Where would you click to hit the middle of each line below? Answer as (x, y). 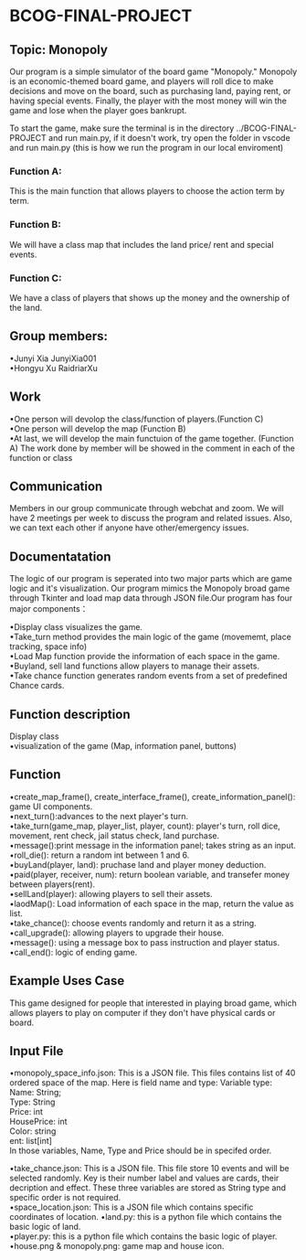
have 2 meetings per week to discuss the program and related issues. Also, (151, 518)
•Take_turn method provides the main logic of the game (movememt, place (151, 637)
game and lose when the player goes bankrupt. (98, 110)
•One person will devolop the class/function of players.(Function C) (137, 419)
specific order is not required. (65, 1198)
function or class (41, 457)
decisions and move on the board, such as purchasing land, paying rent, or (150, 91)
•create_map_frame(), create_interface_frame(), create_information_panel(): (153, 796)
